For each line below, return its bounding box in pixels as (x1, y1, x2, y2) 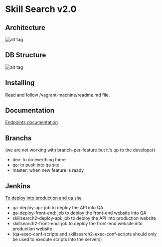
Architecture (5, 23, 46, 32)
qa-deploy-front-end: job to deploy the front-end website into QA (12, 210, 147, 216)
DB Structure (5, 51, 46, 59)
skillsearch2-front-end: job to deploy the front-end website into (12, 221, 143, 227)
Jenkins (5, 182, 31, 190)
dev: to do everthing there (12, 157, 66, 163)
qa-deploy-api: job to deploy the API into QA (12, 205, 104, 211)
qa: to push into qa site (12, 162, 60, 168)
